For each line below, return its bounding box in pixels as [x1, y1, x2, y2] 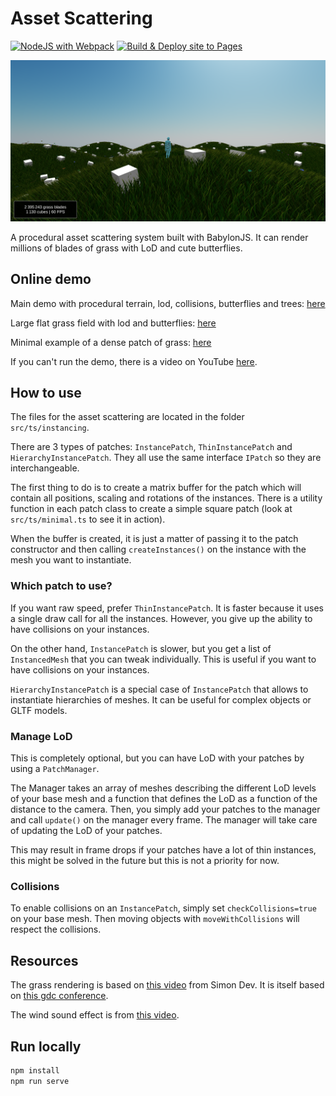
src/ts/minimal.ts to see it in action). [10, 513, 166, 526]
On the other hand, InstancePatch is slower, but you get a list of [10, 642, 272, 654]
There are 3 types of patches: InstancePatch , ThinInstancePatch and [10, 441, 293, 453]
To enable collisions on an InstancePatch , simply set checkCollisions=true [10, 902, 317, 914]
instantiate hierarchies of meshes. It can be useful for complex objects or [10, 693, 312, 706]
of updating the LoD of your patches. [10, 825, 163, 837]
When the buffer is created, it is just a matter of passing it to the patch [10, 533, 299, 545]
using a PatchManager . [10, 763, 100, 775]
